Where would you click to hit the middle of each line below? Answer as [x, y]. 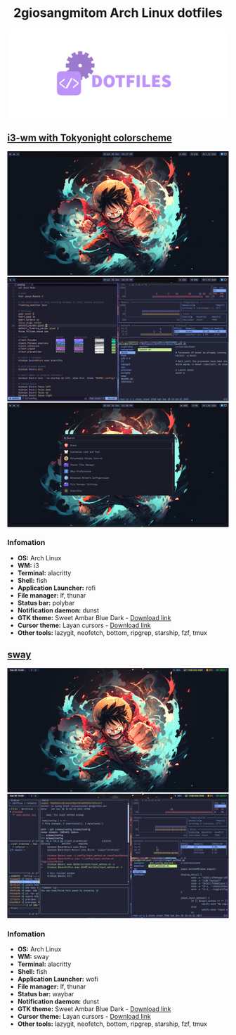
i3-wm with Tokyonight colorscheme [90, 138]
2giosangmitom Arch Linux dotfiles [118, 13]
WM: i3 [28, 565]
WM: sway [33, 956]
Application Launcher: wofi [58, 979]
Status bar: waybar [46, 994]
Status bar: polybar [46, 603]
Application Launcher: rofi [57, 588]
